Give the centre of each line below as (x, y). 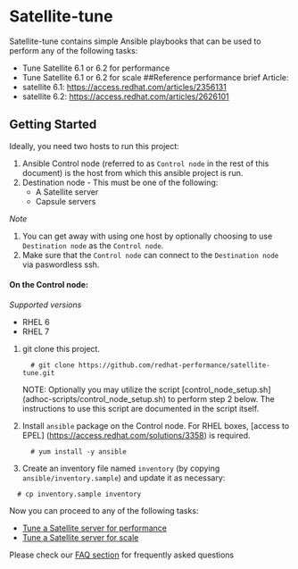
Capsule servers (66, 201)
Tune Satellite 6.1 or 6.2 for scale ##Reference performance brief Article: (155, 77)
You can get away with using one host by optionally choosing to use (147, 236)
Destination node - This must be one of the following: (120, 182)
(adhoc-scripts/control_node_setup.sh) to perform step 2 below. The (148, 398)
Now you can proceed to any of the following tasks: (104, 510)
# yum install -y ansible (79, 452)
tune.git (38, 372)
